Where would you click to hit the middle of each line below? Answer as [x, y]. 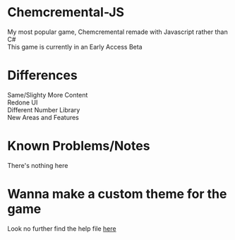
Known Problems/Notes [79, 146]
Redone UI [23, 102]
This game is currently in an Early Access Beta [75, 47]
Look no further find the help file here [62, 228]
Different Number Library [44, 109]
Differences [42, 76]
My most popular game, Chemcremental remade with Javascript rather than [117, 32]
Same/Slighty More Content [48, 95]
